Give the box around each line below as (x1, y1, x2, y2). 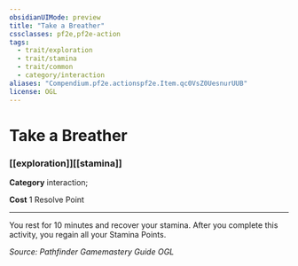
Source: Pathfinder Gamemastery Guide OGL (9, 246, 175, 257)
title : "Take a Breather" (9, 21, 105, 30)
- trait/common (17, 63, 74, 72)
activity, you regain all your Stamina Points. (9, 229, 167, 239)
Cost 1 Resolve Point (9, 194, 84, 205)
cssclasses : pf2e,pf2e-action (9, 29, 122, 38)
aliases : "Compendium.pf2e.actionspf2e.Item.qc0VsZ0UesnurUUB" (9, 79, 248, 88)
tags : (9, 37, 29, 47)
